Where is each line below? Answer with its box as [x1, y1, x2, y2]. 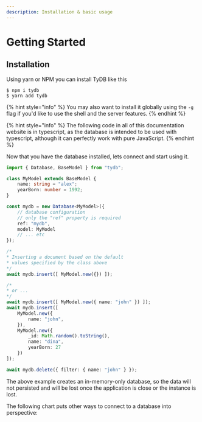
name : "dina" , [28, 339, 64, 345]
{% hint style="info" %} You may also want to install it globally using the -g [6, 103, 193, 110]
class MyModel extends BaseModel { [6, 175, 97, 181]
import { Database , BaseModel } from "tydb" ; [6, 164, 124, 171]
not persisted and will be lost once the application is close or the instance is [6, 384, 197, 392]
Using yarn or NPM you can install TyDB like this [6, 76, 127, 83]
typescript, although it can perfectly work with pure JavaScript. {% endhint [6, 135, 195, 142]
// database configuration [17, 209, 86, 215]
